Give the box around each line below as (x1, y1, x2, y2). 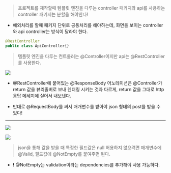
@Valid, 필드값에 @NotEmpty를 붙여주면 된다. (17, 151, 110, 157)
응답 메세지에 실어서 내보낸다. (12, 93, 72, 99)
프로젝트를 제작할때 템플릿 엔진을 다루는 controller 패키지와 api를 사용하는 (17, 5, 165, 11)
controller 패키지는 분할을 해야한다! (17, 11, 89, 17)
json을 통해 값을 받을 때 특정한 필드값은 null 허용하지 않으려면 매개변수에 (17, 145, 162, 151)
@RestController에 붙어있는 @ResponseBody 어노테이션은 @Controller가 (12, 80, 163, 86)
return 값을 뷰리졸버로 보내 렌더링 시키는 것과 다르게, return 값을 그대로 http (12, 86, 164, 92)
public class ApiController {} (5, 43, 70, 48)
